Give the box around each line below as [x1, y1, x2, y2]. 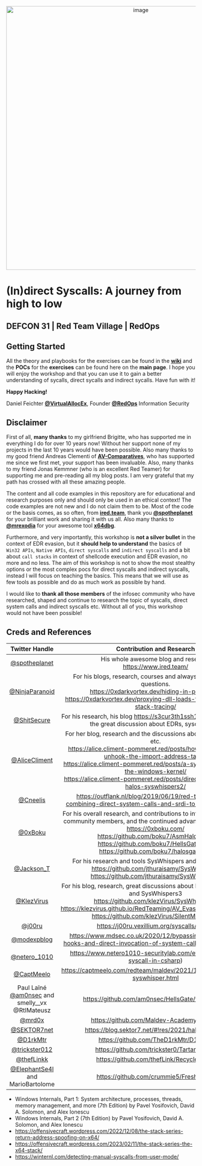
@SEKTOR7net [10, 1026, 54, 1034]
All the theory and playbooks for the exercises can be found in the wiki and [6, 358, 192, 365]
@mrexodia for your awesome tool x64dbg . [6, 522, 116, 529]
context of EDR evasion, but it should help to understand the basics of [6, 540, 182, 547]
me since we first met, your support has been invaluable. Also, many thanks [6, 459, 194, 467]
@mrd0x [20, 1016, 44, 1024]
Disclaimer [6, 417, 47, 427]
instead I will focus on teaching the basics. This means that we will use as [6, 572, 189, 579]
